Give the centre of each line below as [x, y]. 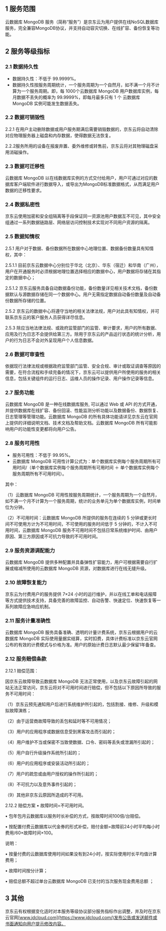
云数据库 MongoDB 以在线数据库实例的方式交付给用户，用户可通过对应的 [79, 178]
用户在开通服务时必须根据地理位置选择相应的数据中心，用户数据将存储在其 [81, 271]
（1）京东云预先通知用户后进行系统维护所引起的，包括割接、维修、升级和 [80, 704]
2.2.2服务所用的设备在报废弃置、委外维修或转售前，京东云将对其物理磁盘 [80, 146]
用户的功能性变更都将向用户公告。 [44, 429]
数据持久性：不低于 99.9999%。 [45, 78]
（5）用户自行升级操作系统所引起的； [43, 752]
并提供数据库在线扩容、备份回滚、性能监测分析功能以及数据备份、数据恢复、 [83, 411]
